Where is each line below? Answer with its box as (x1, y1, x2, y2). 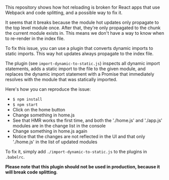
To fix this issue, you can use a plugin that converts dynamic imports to (5, 45, 153, 51)
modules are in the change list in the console (12, 123, 106, 129)
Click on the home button (12, 107, 66, 112)
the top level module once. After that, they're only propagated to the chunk (5, 25, 161, 31)
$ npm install (12, 97, 42, 102)
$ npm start (12, 102, 38, 107)
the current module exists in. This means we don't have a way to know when (5, 30, 164, 36)
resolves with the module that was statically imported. (5, 77, 118, 82)
